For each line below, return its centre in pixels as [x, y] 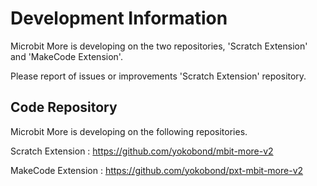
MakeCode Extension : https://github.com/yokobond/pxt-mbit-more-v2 [157, 170]
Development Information [119, 18]
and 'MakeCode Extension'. [66, 56]
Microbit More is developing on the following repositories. [129, 131]
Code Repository [64, 107]
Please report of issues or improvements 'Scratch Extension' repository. [158, 76]
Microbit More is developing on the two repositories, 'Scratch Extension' [159, 46]
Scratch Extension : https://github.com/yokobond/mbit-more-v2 [142, 151]
